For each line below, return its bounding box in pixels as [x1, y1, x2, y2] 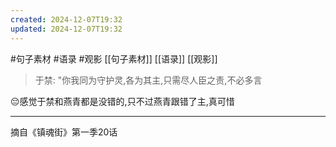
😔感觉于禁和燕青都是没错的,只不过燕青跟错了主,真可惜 [10, 95, 235, 107]
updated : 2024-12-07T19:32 [10, 24, 123, 34]
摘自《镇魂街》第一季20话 [10, 126, 118, 138]
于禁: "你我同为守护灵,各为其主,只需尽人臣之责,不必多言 [34, 74, 263, 86]
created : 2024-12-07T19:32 [10, 14, 123, 25]
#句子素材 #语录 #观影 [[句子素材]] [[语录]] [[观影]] [10, 52, 218, 65]
